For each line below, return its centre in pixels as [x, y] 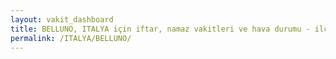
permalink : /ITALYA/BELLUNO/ [71, 38]
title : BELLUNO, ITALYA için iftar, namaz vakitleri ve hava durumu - [160, 29]
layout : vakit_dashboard [62, 19]
